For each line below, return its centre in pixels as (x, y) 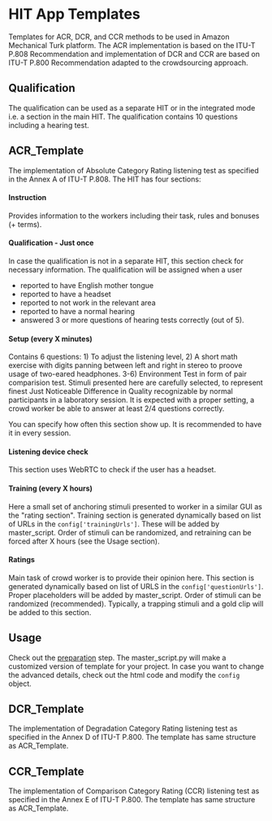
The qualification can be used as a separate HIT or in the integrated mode (132, 107)
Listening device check (48, 452)
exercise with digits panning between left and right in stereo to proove (125, 365)
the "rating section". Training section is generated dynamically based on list (135, 515)
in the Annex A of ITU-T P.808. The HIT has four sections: (105, 179)
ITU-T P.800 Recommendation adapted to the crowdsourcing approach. (129, 63)
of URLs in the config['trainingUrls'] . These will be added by (114, 524)
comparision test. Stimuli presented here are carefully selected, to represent (136, 382)
